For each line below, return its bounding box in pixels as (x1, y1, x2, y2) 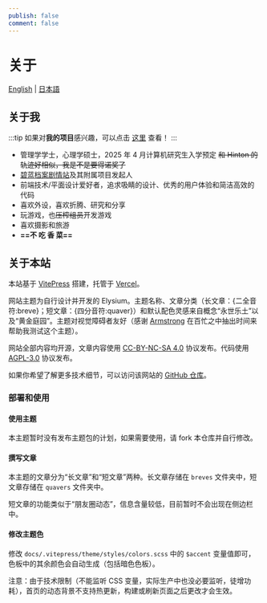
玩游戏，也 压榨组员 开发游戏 (19, 210, 112, 220)
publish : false (8, 11, 59, 20)
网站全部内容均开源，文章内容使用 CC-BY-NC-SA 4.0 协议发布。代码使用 (8, 343, 249, 353)
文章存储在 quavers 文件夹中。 (8, 483, 108, 492)
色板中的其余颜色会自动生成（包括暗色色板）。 (8, 559, 160, 568)
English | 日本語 (8, 84, 60, 94)
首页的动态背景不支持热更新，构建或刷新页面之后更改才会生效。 (25, 585, 237, 595)
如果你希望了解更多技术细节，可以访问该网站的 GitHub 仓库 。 (8, 370, 211, 380)
